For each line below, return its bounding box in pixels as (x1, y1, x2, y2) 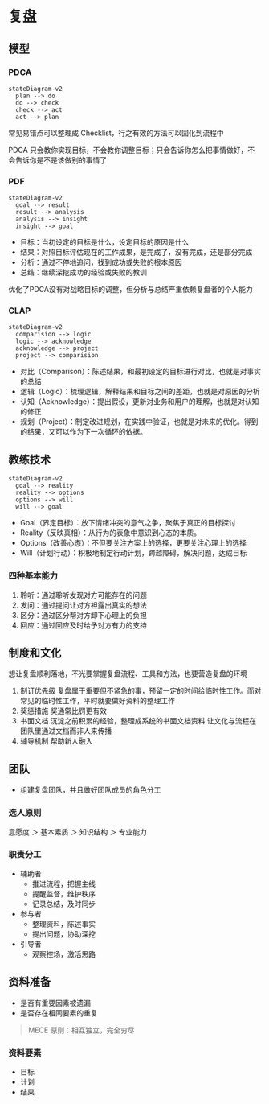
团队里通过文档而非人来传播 (19, 726, 112, 736)
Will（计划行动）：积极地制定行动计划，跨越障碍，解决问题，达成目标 (19, 548, 247, 558)
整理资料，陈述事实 (31, 919, 96, 929)
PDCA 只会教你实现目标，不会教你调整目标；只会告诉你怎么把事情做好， (8, 145, 248, 154)
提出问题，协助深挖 (31, 929, 96, 938)
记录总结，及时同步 (31, 899, 96, 908)
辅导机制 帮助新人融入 (19, 736, 93, 746)
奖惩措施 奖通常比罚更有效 (19, 706, 107, 716)
